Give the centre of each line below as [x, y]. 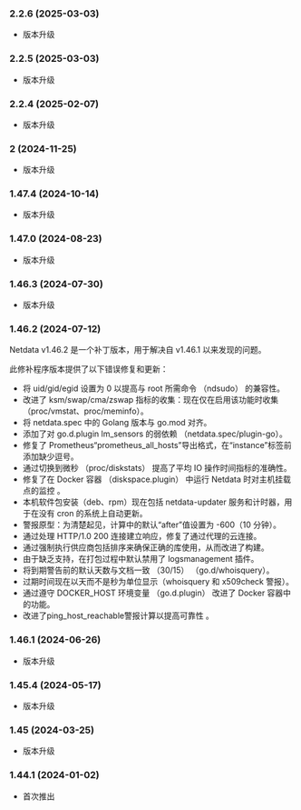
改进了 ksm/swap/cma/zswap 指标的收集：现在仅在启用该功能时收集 [150, 400]
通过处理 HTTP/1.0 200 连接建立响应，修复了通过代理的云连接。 [142, 536]
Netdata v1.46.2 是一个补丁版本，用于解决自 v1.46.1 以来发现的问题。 [138, 350]
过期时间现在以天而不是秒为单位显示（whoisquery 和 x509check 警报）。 [158, 582]
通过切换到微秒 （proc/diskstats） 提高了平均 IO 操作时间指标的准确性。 [157, 468]
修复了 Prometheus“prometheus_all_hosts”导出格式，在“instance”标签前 [157, 445]
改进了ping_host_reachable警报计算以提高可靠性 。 [118, 615]
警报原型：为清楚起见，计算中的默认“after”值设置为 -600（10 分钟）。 [151, 525]
